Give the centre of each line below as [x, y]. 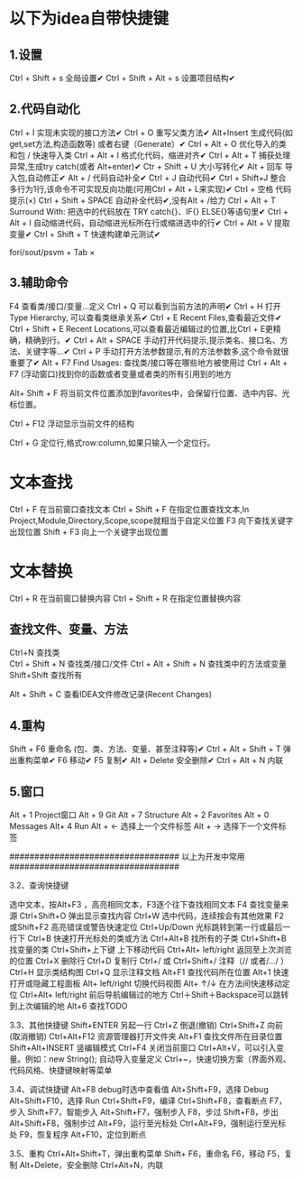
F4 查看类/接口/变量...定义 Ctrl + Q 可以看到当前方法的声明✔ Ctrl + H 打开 [145, 306]
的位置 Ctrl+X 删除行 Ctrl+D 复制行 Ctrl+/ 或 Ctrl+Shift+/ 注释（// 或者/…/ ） [149, 961]
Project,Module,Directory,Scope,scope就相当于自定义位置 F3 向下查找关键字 [151, 520]
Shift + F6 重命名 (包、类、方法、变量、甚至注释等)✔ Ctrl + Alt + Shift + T [145, 749]
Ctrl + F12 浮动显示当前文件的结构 [72, 423]
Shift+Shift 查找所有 [46, 675]
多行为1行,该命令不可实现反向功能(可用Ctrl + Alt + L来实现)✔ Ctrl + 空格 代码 [151, 189]
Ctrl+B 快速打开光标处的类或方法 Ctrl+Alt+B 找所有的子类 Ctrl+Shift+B [156, 938]
